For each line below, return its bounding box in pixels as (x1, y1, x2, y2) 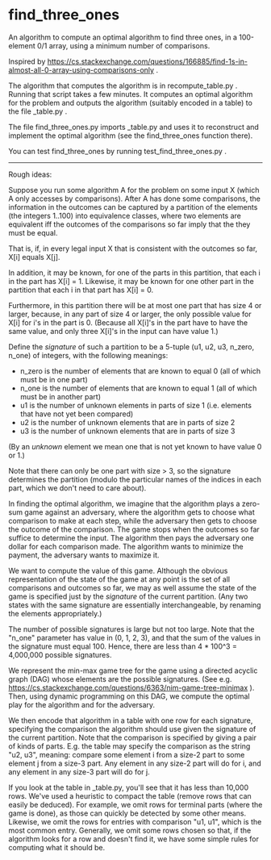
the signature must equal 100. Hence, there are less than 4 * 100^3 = (8, 641, 238, 651)
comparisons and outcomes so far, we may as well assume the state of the (8, 582, 256, 592)
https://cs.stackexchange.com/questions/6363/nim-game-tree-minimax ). (8, 683, 255, 692)
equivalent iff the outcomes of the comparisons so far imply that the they (8, 219, 251, 229)
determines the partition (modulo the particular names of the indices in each (8, 474, 262, 484)
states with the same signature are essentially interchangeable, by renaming (8, 599, 261, 610)
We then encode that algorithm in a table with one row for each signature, (8, 716, 253, 725)
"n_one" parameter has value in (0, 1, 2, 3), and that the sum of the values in (8, 632, 261, 642)
